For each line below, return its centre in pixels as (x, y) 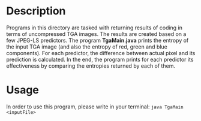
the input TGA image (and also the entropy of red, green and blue (87, 47)
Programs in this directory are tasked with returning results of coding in (94, 28)
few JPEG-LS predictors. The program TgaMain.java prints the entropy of (97, 40)
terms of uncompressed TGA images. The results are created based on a (96, 34)
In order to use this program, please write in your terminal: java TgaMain (95, 107)
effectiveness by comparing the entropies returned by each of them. (91, 66)
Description (36, 11)
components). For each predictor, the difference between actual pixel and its (101, 53)
